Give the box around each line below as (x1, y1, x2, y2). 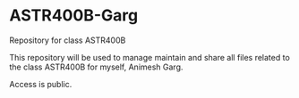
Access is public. (9, 78, 73, 89)
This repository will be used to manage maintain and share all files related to (9, 52, 291, 62)
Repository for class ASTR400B (9, 35, 126, 45)
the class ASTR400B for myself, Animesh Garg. (9, 61, 184, 72)
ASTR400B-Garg (9, 5, 139, 26)
